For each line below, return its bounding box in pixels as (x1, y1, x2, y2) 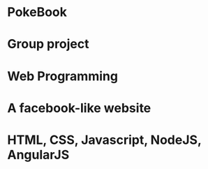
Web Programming (7, 68, 119, 84)
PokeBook (7, 4, 68, 20)
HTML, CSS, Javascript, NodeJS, (7, 132, 202, 147)
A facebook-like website (7, 100, 151, 116)
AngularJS (7, 147, 70, 163)
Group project (7, 36, 89, 52)
